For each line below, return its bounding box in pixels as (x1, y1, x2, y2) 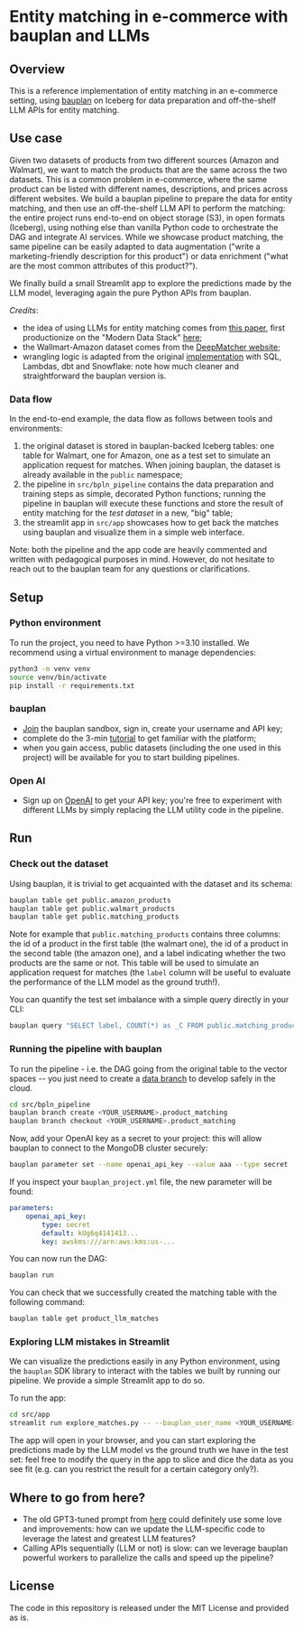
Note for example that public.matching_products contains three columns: (9, 928, 281, 940)
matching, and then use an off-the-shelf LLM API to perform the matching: (9, 202, 286, 213)
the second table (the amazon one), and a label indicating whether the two (9, 948, 286, 959)
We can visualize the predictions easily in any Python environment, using (9, 1356, 280, 1367)
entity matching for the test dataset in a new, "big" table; (22, 508, 234, 518)
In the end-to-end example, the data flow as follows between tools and (9, 414, 273, 424)
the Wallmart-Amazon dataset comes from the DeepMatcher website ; (22, 341, 281, 352)
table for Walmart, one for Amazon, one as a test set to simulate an (22, 450, 271, 461)
